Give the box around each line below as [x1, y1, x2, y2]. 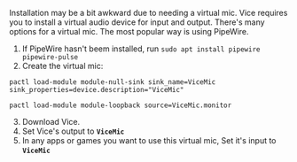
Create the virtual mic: [21, 61, 104, 71]
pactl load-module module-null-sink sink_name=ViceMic [9, 78, 216, 87]
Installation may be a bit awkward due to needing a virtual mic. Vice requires [9, 8, 288, 18]
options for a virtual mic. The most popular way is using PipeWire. [9, 27, 250, 36]
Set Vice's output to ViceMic [21, 126, 125, 136]
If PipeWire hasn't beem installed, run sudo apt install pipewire [21, 43, 261, 54]
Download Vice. [21, 117, 81, 127]
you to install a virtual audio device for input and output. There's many [9, 17, 265, 27]
